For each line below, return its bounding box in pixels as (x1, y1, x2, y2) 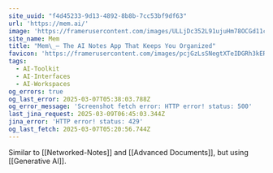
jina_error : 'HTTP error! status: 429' (8, 118, 144, 126)
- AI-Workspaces (15, 80, 71, 88)
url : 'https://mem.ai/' (8, 19, 89, 28)
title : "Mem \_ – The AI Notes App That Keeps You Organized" (8, 42, 217, 50)
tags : (8, 58, 27, 66)
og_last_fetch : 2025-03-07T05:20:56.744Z (8, 125, 151, 133)
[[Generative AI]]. (8, 156, 67, 166)
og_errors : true (8, 87, 63, 96)
